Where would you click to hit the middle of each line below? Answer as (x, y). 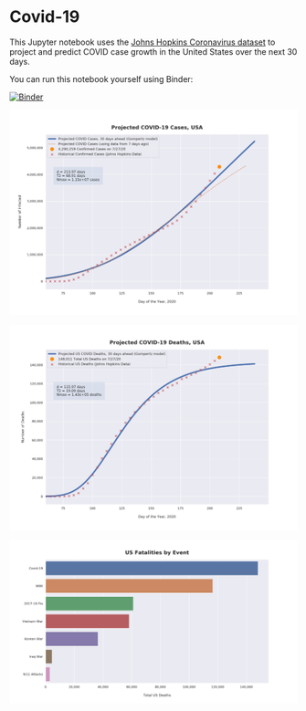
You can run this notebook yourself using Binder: (101, 78)
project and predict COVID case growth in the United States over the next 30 (153, 51)
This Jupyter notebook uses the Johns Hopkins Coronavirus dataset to (142, 42)
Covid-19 (45, 17)
